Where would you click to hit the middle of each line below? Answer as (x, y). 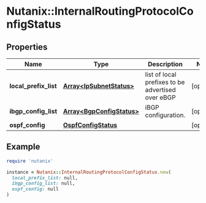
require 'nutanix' (30, 161)
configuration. (165, 115)
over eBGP (160, 98)
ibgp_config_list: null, (44, 183)
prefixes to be (165, 82)
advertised (160, 90)
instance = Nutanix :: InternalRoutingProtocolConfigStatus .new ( (89, 172)
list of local (161, 75)
